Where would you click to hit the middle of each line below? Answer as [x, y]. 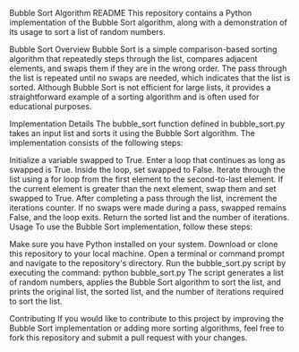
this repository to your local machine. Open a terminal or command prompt [147, 253]
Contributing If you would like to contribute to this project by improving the [147, 318]
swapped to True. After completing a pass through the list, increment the [143, 198]
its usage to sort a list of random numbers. [87, 32]
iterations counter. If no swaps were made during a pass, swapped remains [148, 208]
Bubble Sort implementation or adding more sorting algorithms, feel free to [147, 328]
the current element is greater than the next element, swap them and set [143, 189]
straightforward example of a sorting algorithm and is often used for [134, 97]
